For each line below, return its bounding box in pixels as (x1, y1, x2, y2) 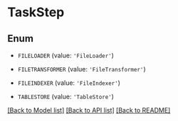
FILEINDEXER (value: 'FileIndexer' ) (17, 79, 121, 87)
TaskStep (7, 4, 65, 21)
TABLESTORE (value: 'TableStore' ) (17, 93, 114, 100)
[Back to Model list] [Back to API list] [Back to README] (7, 106, 171, 114)
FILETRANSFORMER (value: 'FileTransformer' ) (17, 65, 146, 73)
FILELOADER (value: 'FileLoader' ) (17, 51, 114, 59)
